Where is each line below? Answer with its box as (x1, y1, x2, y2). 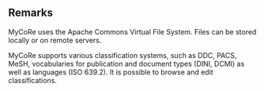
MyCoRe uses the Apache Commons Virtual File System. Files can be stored (8, 27, 257, 36)
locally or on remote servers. (8, 35, 102, 45)
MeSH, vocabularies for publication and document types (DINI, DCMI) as (8, 59, 245, 68)
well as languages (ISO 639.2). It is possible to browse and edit (8, 67, 213, 77)
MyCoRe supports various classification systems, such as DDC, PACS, (8, 50, 237, 60)
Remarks (8, 6, 54, 20)
